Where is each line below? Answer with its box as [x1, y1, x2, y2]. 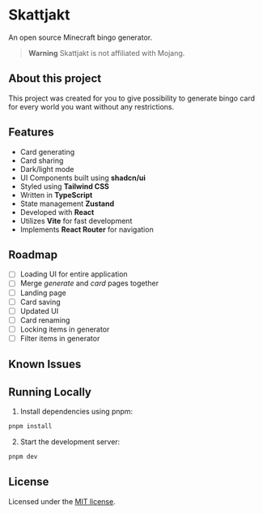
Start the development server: [19, 436, 121, 447]
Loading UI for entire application [19, 269, 128, 279]
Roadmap [8, 247, 58, 261]
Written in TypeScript [19, 190, 93, 199]
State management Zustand [19, 199, 115, 208]
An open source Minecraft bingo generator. [8, 32, 152, 42]
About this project [8, 71, 102, 86]
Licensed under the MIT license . [8, 496, 116, 506]
